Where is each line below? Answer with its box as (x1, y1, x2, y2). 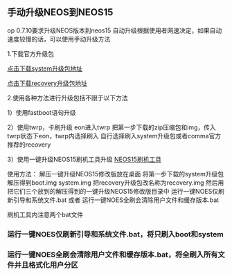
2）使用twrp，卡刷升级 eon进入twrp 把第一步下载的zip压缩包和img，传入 (7, 123, 216, 131)
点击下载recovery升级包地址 (7, 79, 88, 87)
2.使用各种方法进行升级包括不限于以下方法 (7, 93, 128, 102)
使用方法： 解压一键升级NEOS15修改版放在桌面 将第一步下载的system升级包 (7, 169, 224, 178)
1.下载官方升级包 (7, 49, 54, 57)
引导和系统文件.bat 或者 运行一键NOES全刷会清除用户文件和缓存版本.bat (12, 196, 220, 204)
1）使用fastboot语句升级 (7, 108, 76, 116)
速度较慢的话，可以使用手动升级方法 (7, 35, 111, 43)
